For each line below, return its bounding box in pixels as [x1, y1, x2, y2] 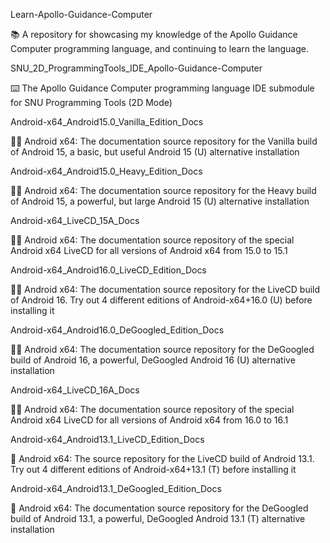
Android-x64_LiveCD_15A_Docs [10, 215, 140, 226]
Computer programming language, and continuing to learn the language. [10, 43, 309, 54]
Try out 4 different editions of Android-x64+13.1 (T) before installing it [10, 464, 297, 475]
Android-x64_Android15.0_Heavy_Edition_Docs [10, 165, 203, 177]
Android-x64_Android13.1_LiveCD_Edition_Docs [10, 434, 205, 445]
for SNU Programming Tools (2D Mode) [10, 97, 173, 108]
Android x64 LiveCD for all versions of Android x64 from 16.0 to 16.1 [10, 414, 289, 426]
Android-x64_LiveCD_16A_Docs [10, 384, 140, 396]
